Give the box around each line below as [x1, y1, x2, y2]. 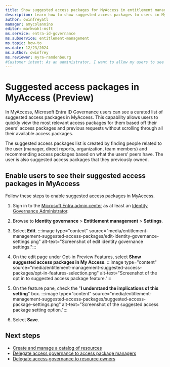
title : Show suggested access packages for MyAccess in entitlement [5, 7, 153, 13]
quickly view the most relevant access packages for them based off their [5, 120, 157, 126]
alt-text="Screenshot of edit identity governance [42, 238, 143, 244]
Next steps [5, 331, 40, 340]
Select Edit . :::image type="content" [12, 228, 89, 234]
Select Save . [12, 317, 39, 323]
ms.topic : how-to [5, 41, 42, 46]
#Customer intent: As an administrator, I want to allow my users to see [5, 59, 164, 65]
